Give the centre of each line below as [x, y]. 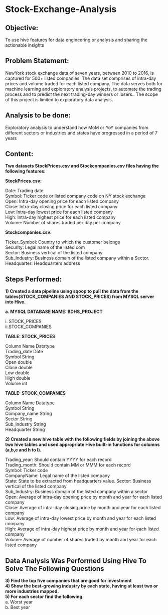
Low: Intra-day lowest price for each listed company [59, 212]
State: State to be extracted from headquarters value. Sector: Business [78, 481]
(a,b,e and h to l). [23, 450]
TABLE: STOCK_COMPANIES [36, 393]
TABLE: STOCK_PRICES [30, 337]
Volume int [16, 383]
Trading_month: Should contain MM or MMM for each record [68, 465]
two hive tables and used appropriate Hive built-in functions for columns [82, 444]
